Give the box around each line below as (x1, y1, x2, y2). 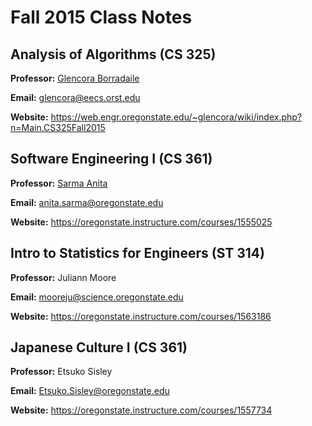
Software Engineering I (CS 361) (10, 151, 213, 168)
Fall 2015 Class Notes (10, 6, 193, 29)
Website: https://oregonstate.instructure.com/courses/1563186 (10, 310, 272, 322)
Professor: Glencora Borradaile (10, 72, 140, 84)
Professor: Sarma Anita (10, 177, 108, 189)
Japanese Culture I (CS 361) (10, 339, 188, 356)
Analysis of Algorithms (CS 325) (10, 46, 217, 63)
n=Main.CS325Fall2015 (10, 122, 106, 133)
